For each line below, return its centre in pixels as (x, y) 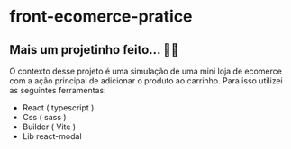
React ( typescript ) (58, 108)
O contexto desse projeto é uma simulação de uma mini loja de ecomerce (145, 71)
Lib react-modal (52, 136)
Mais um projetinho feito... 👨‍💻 (94, 50)
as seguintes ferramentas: (58, 90)
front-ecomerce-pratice (101, 17)
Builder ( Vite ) (49, 127)
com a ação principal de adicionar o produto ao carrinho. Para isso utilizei (146, 81)
